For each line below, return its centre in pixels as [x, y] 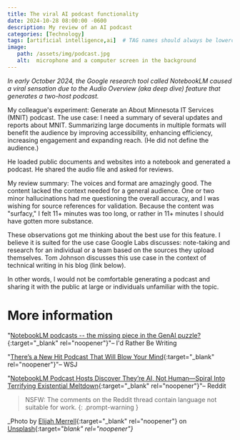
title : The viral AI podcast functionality [73, 14]
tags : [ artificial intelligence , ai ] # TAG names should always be [110, 41]
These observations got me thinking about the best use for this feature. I [114, 235]
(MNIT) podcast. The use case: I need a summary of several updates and [115, 117]
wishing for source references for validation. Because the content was [111, 206]
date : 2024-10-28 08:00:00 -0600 [57, 21]
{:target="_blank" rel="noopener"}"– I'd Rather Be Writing [92, 343]
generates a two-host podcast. [53, 96]
